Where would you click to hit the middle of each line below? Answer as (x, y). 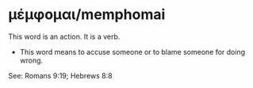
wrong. (31, 60)
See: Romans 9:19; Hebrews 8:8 (60, 75)
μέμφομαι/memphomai (87, 15)
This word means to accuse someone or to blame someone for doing (132, 52)
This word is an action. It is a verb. (64, 36)
